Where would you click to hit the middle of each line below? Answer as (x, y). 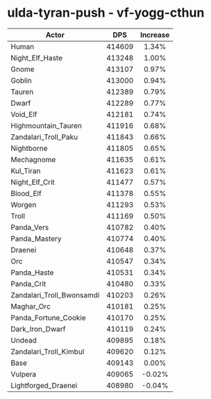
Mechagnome (33, 159)
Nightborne (29, 148)
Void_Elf (24, 114)
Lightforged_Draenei (44, 385)
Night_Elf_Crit (33, 182)
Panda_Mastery (36, 238)
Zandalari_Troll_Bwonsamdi (55, 295)
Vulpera (24, 374)
